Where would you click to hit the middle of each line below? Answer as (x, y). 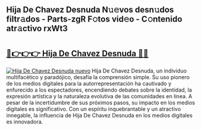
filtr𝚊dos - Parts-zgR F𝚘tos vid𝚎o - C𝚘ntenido (94, 19)
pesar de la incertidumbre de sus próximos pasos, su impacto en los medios (101, 102)
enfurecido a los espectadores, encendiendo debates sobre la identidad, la (99, 90)
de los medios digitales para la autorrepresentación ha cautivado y (89, 84)
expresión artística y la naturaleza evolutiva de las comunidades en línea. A (99, 96)
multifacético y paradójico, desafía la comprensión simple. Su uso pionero (98, 77)
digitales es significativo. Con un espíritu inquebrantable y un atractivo (94, 109)
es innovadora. (25, 122)
